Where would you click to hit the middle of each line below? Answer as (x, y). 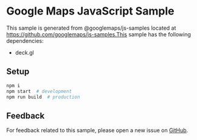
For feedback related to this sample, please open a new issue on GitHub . (97, 130)
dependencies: (25, 41)
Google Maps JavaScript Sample (90, 11)
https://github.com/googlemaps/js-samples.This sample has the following (99, 34)
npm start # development (39, 91)
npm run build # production (43, 97)
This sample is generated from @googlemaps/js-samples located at (91, 28)
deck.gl (25, 52)
